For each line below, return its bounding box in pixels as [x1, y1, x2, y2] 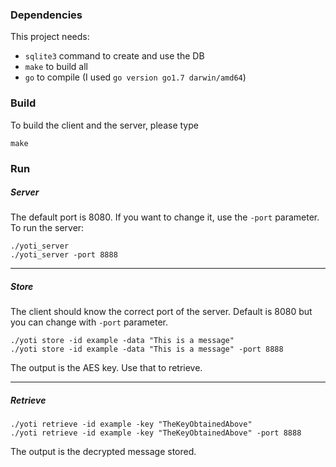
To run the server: [10, 222, 85, 234]
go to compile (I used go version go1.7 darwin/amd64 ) [24, 71, 247, 83]
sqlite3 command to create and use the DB [24, 50, 205, 62]
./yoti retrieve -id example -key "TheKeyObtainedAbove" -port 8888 [10, 428, 302, 438]
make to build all [24, 61, 88, 73]
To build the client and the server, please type [10, 119, 199, 131]
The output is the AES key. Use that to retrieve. [10, 362, 203, 374]
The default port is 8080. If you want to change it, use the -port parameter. [10, 211, 320, 223]
